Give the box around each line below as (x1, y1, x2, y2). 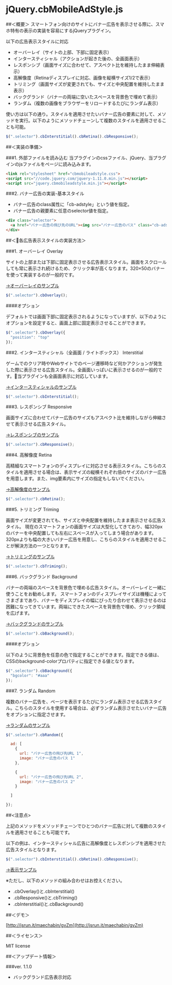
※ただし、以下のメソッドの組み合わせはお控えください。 (6, 877, 125, 883)
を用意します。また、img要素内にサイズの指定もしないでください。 (6, 475, 147, 482)
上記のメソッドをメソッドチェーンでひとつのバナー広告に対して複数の (6, 823, 153, 829)
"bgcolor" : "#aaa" (10, 673, 50, 678)
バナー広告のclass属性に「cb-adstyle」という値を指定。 (13, 201, 132, 208)
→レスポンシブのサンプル (6, 432, 59, 438)
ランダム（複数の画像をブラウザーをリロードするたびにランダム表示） (13, 100, 161, 106)
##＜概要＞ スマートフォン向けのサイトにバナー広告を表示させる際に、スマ (6, 21, 165, 27)
